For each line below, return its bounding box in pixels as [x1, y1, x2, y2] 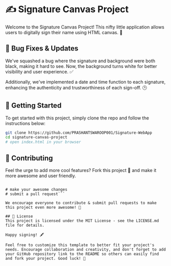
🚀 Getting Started [5, 101, 62, 110]
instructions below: [5, 120, 46, 126]
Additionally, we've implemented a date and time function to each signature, [5, 79, 166, 85]
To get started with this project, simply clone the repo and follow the [5, 115, 149, 121]
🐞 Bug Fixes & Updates [5, 44, 78, 53]
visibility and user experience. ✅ [5, 68, 74, 75]
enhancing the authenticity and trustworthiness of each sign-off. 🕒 [5, 84, 147, 90]
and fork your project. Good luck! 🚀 [5, 256, 86, 261]
